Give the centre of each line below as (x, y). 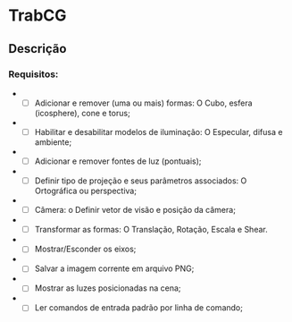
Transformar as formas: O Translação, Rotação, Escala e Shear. (151, 230)
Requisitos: (33, 74)
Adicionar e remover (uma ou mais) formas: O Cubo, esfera (143, 103)
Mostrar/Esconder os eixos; (85, 249)
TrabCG (38, 16)
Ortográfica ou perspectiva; (86, 191)
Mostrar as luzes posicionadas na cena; (108, 288)
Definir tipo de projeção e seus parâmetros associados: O (141, 181)
